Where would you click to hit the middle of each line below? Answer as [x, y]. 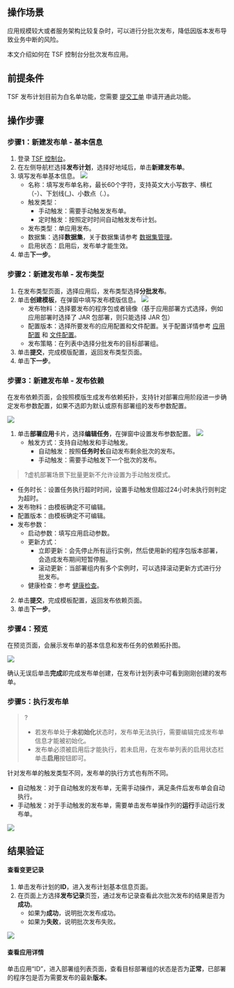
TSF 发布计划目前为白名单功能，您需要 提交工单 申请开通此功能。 [101, 96]
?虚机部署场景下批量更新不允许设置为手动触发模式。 [99, 474]
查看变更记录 [25, 870]
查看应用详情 [25, 952]
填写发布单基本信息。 [48, 176]
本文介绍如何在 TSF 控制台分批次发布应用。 [70, 54]
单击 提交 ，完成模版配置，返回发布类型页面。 [81, 352]
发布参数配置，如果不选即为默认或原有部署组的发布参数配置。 [101, 405]
